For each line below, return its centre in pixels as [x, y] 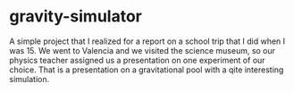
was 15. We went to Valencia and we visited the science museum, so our [142, 50]
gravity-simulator [76, 17]
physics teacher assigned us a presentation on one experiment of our [137, 60]
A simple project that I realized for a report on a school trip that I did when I [147, 41]
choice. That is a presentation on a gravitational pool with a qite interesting [147, 70]
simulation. [29, 79]
